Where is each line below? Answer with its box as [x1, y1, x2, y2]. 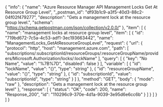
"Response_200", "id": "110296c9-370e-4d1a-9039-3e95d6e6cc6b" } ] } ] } [5, 92, 157, 97]
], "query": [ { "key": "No [98, 56, 147, 61]
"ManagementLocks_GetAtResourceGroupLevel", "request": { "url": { [5, 40, 143, 46]
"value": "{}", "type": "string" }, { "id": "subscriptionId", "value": [5, 71, 132, 76]
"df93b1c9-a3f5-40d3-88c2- [85, 9, 144, 15]
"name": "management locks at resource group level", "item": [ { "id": [5, 30, 144, 35]
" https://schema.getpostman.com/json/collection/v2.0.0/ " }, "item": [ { [5, 25, 146, 31]
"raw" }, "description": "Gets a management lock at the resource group [5, 81, 147, 87]
